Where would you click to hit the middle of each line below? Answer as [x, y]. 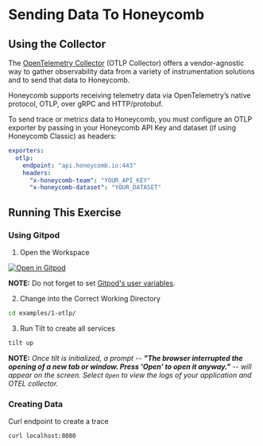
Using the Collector [57, 44]
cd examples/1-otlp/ [43, 313]
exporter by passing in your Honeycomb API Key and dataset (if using [122, 128]
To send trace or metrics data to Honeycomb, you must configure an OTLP [130, 119]
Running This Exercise [65, 212]
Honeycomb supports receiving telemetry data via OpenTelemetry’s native [130, 95]
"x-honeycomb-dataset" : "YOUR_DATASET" [95, 188]
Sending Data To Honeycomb [106, 15]
